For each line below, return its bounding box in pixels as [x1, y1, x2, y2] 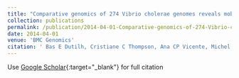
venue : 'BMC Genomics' [7, 37, 75, 44]
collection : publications [7, 17, 84, 24]
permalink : [7, 23, 40, 30]
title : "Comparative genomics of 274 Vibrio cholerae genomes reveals [7, 10, 221, 18]
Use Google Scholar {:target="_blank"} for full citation [7, 63, 164, 71]
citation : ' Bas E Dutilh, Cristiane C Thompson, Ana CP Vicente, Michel [7, 43, 231, 50]
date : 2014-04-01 [7, 30, 59, 38]
